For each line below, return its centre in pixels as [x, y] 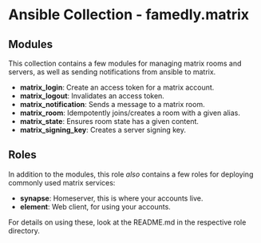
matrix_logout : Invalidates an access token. [92, 96]
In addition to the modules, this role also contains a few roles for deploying [131, 174]
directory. [24, 230]
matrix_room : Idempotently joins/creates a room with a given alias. [130, 113]
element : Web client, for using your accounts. [95, 206]
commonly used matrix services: [62, 182]
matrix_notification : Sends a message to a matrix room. [112, 104]
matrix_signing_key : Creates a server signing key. [103, 130]
